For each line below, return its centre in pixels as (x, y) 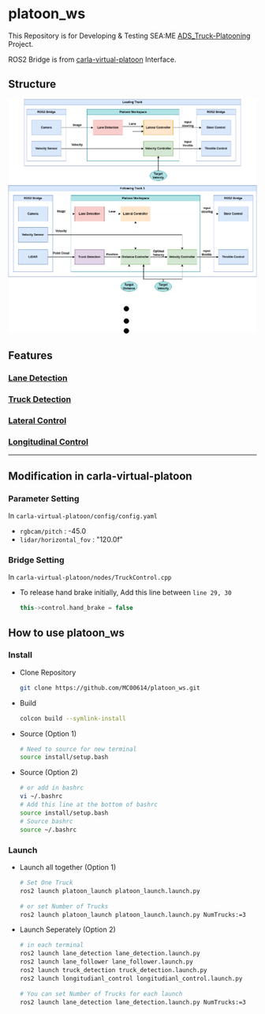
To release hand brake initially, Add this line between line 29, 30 (125, 592)
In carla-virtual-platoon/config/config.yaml (83, 516)
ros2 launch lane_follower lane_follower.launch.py (106, 962)
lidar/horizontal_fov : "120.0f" (71, 539)
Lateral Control (37, 420)
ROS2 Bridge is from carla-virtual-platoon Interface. (92, 59)
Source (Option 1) (48, 733)
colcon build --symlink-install (73, 718)
